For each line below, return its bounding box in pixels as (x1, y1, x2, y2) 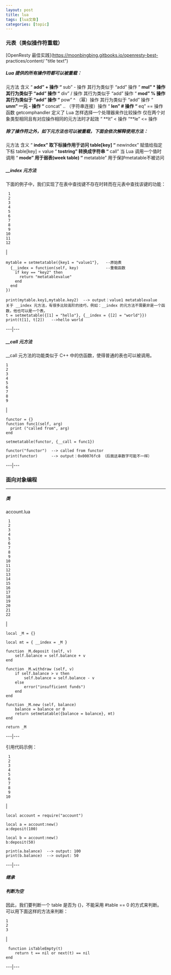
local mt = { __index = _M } (6, 640, 67, 645)
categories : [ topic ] (6, 21, 50, 27)
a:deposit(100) (6, 826, 38, 831)
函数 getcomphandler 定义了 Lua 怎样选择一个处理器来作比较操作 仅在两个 (6, 109, 161, 115)
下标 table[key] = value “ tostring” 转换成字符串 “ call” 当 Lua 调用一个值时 (6, 148, 162, 154)
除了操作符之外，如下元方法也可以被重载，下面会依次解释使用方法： (6, 128, 148, 134)
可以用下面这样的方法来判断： (6, 908, 68, 914)
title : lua (6, 12, 29, 17)
